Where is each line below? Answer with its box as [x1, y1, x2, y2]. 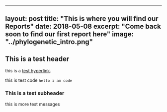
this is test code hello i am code [5, 77, 73, 83]
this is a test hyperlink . [5, 68, 51, 74]
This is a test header [5, 55, 70, 63]
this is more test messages [5, 101, 60, 107]
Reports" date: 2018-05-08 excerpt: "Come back [5, 22, 162, 31]
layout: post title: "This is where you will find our [5, 14, 159, 23]
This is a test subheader [5, 90, 65, 97]
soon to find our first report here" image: [5, 30, 134, 39]
